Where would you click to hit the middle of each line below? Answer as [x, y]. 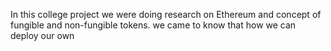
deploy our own [42, 35]
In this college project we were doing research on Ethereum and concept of [166, 14]
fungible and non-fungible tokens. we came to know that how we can [153, 25]
